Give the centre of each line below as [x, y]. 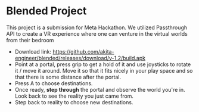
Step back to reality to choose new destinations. [74, 102]
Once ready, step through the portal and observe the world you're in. [100, 89]
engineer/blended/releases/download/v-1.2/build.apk [80, 58]
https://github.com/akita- [83, 51]
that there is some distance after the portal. [68, 77]
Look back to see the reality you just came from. [74, 96]
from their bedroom [30, 40]
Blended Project [46, 11]
